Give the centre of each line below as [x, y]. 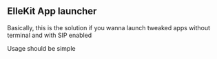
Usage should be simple [41, 48]
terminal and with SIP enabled [50, 35]
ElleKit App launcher [52, 11]
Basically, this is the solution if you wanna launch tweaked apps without [109, 27]
